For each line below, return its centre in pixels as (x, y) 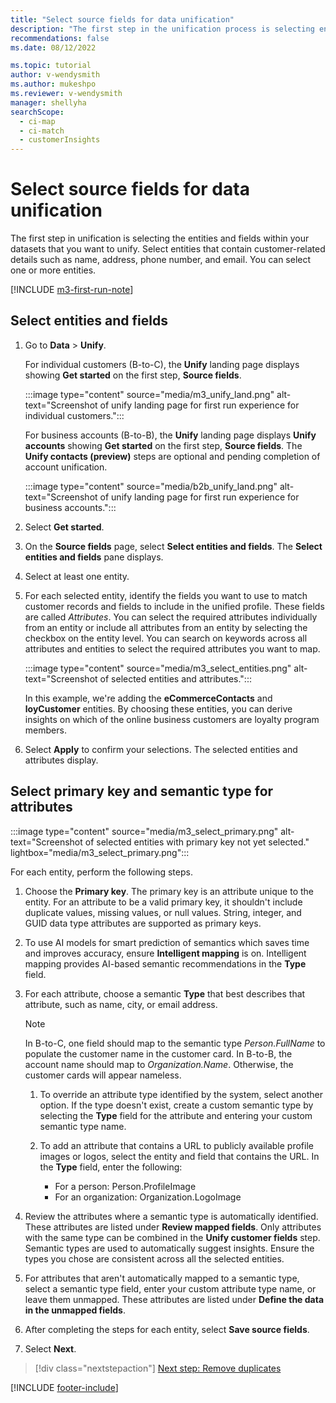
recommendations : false (60, 38)
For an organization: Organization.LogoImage (148, 1197)
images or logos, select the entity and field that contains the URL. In (179, 1156)
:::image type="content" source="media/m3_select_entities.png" (158, 668)
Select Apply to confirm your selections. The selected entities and (161, 749)
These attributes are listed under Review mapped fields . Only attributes (173, 1227)
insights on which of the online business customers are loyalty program (172, 719)
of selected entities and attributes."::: (175, 678)
